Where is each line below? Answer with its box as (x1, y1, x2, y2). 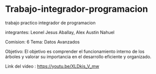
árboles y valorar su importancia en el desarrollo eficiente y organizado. (5, 53, 152, 60)
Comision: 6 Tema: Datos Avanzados (5, 38, 80, 45)
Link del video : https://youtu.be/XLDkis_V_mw (5, 63, 100, 69)
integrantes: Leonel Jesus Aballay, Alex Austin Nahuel (5, 29, 115, 35)
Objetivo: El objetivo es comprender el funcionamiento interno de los (5, 48, 145, 54)
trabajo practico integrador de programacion (5, 20, 96, 26)
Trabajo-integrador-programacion (5, 3, 148, 15)
